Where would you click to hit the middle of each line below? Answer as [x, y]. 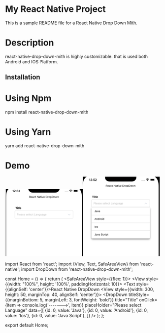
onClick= [148, 300]
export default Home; [27, 325]
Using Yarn [28, 132]
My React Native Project [55, 9]
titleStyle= [139, 294]
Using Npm [28, 99]
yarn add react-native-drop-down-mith [45, 146]
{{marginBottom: [22, 300]
